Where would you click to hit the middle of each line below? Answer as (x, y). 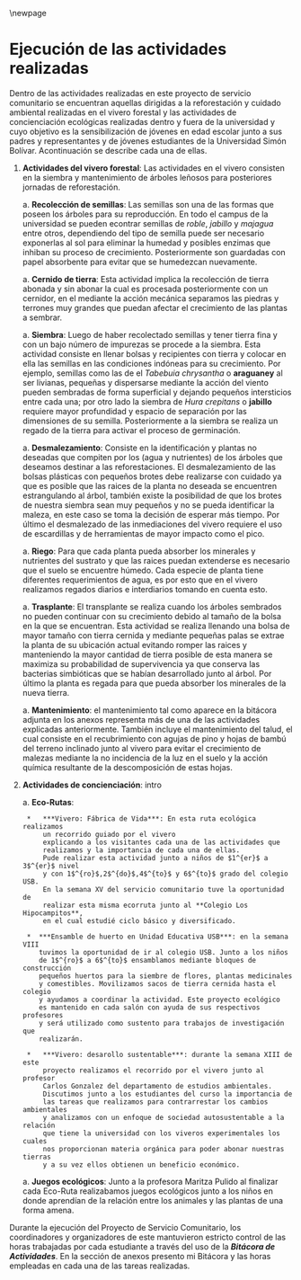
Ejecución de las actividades (118, 49)
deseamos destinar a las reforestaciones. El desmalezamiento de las (149, 467)
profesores (43, 1015)
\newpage (28, 13)
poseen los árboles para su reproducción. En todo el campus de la (145, 214)
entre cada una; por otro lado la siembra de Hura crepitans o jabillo (147, 401)
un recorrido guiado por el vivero (109, 834)
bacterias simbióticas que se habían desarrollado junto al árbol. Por (147, 673)
